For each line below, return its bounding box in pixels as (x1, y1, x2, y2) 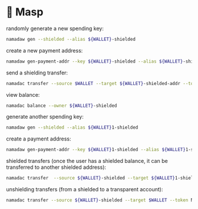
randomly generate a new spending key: (6, 25, 104, 32)
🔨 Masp (6, 5, 44, 19)
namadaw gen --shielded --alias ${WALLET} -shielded (6, 36, 136, 42)
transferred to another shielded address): (6, 164, 107, 171)
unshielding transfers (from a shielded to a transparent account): (6, 186, 163, 193)
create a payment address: (6, 135, 72, 142)
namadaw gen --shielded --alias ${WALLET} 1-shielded (6, 125, 138, 130)
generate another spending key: (6, 113, 84, 120)
